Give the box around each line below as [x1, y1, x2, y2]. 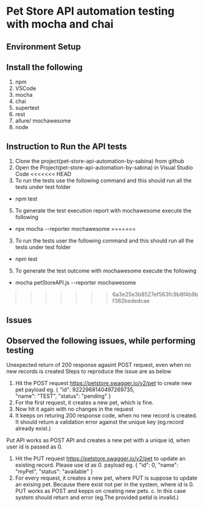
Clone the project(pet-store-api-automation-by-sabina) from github [15, 157, 185, 165]
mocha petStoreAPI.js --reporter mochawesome [15, 279, 136, 286]
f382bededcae [112, 297, 150, 305]
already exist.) [15, 425, 51, 432]
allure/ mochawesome [15, 117, 71, 124]
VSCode [15, 85, 37, 92]
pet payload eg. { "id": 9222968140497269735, [15, 386, 135, 394]
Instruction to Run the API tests [6, 141, 127, 152]
